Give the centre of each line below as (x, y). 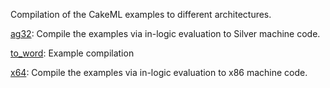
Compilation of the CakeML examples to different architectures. (141, 14)
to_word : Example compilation (72, 53)
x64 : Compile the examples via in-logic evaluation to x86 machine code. (159, 72)
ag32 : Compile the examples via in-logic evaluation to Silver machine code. (165, 33)
